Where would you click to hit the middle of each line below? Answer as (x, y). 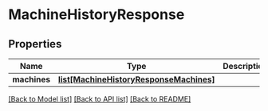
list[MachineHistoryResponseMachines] (137, 79)
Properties (35, 44)
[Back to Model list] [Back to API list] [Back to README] (100, 99)
